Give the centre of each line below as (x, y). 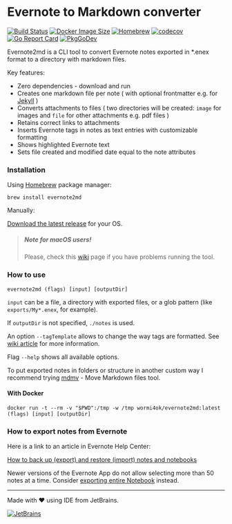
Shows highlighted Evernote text (63, 144)
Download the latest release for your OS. (65, 224)
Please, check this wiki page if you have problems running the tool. (119, 257)
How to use (27, 275)
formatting (32, 137)
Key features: (26, 72)
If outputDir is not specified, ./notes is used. (71, 322)
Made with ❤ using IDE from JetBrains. (63, 500)
